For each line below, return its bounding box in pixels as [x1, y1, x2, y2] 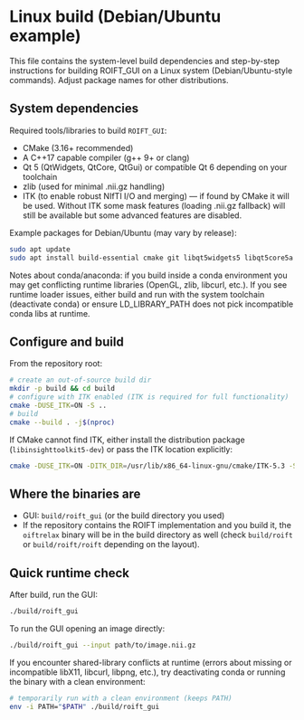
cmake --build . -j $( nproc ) [9, 418, 116, 427]
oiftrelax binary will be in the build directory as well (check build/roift [22, 529, 293, 540]
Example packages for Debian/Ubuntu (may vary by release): [9, 227, 237, 238]
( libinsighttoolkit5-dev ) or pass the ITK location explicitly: [9, 443, 233, 454]
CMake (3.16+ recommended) [22, 142, 134, 153]
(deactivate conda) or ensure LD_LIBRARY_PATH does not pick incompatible [9, 298, 294, 309]
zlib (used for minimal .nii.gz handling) [22, 181, 166, 192]
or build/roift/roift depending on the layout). [22, 539, 201, 550]
